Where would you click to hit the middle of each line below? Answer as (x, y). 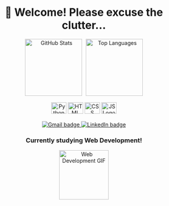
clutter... (84, 25)
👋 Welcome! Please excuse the (84, 12)
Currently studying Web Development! (84, 140)
